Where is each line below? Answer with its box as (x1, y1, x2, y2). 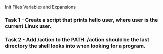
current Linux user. (5, 22, 52, 29)
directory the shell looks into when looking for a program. (5, 42, 146, 49)
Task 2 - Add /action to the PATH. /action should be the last (5, 36, 150, 43)
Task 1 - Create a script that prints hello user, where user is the (5, 16, 158, 23)
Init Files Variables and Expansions (5, 4, 76, 10)
